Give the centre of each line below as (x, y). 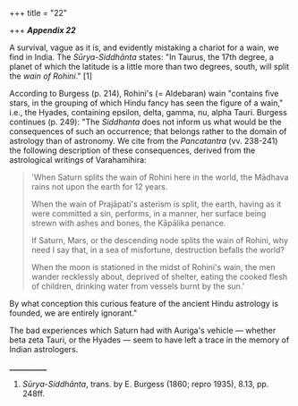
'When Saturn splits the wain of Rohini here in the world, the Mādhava (160, 177)
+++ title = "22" (38, 13)
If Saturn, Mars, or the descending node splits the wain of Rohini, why (160, 240)
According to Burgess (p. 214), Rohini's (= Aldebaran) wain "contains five (144, 93)
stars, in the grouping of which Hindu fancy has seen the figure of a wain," (146, 103)
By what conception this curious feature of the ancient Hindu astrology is (144, 304)
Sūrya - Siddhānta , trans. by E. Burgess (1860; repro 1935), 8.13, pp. (145, 384)
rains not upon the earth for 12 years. (99, 186)
